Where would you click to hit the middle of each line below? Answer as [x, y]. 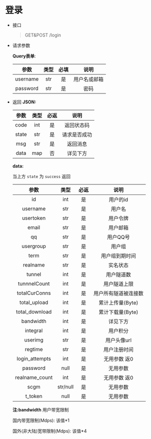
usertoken [34, 218]
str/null [65, 386]
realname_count [34, 377]
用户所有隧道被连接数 [118, 293]
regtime [34, 349]
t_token [34, 396]
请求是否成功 [77, 134]
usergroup [34, 246]
